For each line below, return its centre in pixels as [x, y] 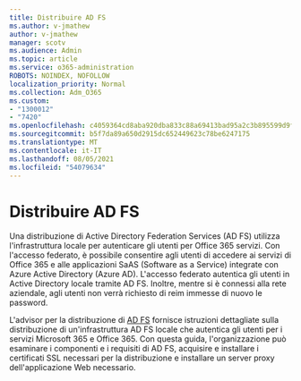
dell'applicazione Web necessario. [73, 368]
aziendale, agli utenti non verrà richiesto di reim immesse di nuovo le [136, 293]
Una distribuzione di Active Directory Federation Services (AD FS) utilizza [145, 236]
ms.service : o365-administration [72, 68]
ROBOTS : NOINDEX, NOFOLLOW [60, 76]
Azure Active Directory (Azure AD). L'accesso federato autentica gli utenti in [150, 275]
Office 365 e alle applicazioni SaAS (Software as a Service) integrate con [144, 265]
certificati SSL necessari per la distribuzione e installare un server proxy [142, 358]
